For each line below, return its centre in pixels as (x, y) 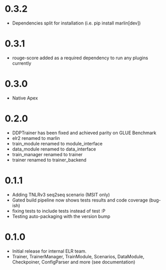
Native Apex (25, 98)
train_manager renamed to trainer (47, 154)
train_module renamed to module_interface (57, 143)
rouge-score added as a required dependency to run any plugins (80, 58)
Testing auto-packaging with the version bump (61, 216)
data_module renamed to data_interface (54, 149)
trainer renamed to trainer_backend (49, 160)
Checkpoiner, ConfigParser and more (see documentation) (74, 262)
